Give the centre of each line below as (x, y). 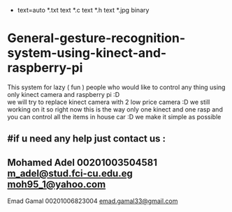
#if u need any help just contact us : (87, 139)
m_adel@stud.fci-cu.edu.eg (70, 173)
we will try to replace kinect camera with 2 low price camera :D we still (109, 102)
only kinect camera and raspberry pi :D (64, 94)
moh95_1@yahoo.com (57, 184)
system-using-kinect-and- (87, 53)
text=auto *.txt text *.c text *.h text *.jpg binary (83, 10)
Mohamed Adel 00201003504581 (82, 162)
